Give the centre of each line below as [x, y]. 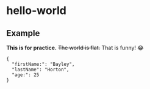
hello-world [37, 11]
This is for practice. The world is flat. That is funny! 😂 [75, 48]
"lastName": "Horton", [41, 69]
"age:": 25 [26, 75]
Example [23, 33]
